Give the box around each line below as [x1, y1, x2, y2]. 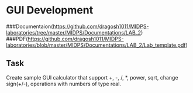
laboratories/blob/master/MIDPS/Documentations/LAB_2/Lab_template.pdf [6, 42, 186, 49]
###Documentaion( [6, 23, 53, 30]
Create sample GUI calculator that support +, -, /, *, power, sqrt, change [6, 74, 178, 81]
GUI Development [6, 4, 94, 17]
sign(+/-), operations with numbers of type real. [6, 80, 122, 87]
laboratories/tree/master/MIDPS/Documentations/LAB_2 [6, 29, 142, 36]
